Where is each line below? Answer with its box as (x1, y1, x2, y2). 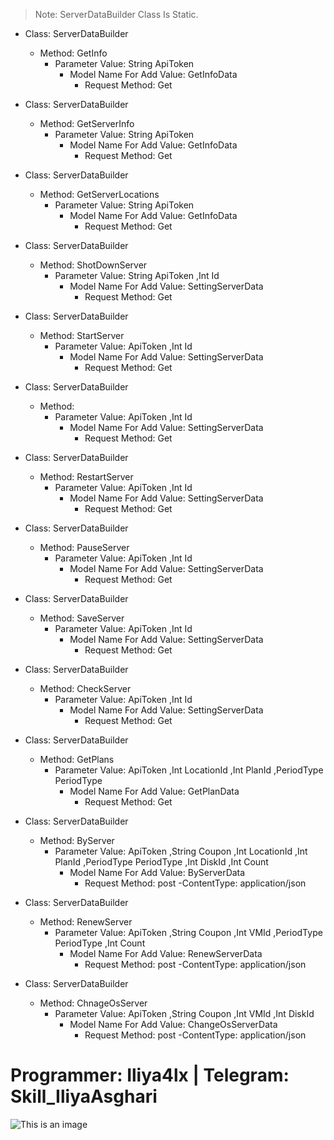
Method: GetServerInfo (39, 118, 135, 129)
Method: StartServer (39, 330, 125, 341)
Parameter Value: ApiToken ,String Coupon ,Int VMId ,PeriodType (54, 927, 323, 938)
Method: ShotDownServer (39, 259, 148, 271)
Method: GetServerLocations (39, 189, 160, 200)
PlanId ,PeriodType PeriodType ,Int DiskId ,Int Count (54, 856, 269, 868)
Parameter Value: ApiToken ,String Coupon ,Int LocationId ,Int (54, 845, 308, 857)
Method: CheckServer (39, 683, 132, 694)
